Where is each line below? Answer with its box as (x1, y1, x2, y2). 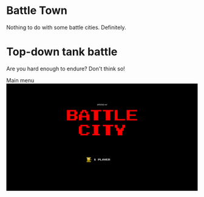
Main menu (6, 76, 35, 84)
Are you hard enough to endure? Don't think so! (6, 65, 126, 72)
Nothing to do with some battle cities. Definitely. (6, 24, 126, 31)
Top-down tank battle (6, 45, 118, 59)
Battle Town (6, 4, 68, 18)
